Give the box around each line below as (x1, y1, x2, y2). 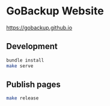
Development (6, 41, 58, 52)
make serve (6, 63, 34, 69)
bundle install (6, 57, 44, 63)
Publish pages (6, 79, 61, 89)
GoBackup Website (6, 4, 104, 18)
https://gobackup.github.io (6, 24, 73, 31)
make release (6, 95, 39, 101)
